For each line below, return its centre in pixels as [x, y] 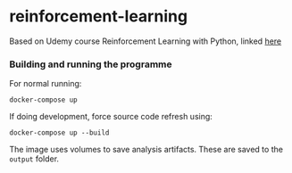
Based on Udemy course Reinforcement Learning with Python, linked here [146, 41]
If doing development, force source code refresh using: [111, 117]
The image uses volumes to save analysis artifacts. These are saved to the [146, 150]
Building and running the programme [91, 64]
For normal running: [46, 84]
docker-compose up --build [59, 133]
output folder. [34, 159]
